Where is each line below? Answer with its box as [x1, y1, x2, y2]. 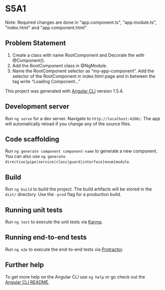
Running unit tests [5, 206, 63, 214]
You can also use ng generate [5, 153, 66, 159]
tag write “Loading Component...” [12, 78, 81, 84]
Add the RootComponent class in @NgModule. [12, 62, 108, 68]
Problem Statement [5, 39, 66, 48]
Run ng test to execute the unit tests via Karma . [5, 219, 103, 225]
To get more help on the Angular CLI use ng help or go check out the [5, 274, 145, 280]
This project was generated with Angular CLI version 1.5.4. [5, 88, 124, 94]
